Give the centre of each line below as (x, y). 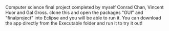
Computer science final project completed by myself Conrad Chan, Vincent (84, 7)
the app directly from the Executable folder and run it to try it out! (74, 23)
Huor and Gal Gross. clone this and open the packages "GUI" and (74, 12)
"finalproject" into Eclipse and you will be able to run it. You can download (83, 18)
